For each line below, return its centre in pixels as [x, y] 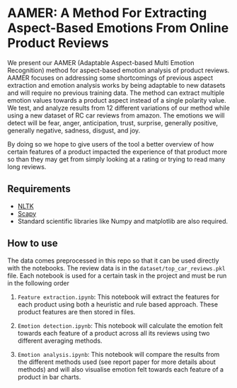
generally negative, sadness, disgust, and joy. [74, 130]
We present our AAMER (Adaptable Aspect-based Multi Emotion [101, 62]
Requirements [39, 189]
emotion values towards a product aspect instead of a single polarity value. [117, 100]
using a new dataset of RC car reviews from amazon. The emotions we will [116, 115]
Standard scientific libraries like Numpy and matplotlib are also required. [123, 221]
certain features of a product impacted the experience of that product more [117, 152]
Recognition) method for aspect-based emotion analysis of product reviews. [118, 70]
